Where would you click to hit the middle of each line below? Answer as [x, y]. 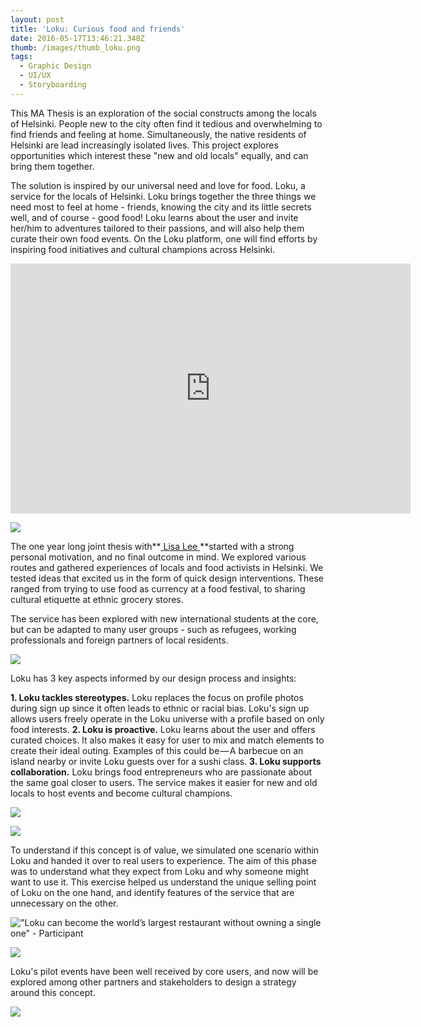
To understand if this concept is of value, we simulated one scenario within [165, 850]
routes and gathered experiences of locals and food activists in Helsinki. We [167, 567]
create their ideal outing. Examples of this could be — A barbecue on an [157, 750]
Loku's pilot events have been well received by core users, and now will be [164, 971]
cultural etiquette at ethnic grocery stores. [97, 599]
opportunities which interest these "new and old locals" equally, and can [159, 155]
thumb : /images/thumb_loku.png [75, 47]
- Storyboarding [53, 85]
